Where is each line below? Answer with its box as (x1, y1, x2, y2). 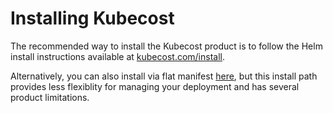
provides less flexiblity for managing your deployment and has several (10, 80, 300, 92)
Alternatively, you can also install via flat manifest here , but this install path (10, 70, 318, 82)
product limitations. (10, 91, 90, 103)
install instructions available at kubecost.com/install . (10, 50, 226, 62)
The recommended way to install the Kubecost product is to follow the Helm (10, 40, 323, 52)
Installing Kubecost (10, 7, 175, 30)
